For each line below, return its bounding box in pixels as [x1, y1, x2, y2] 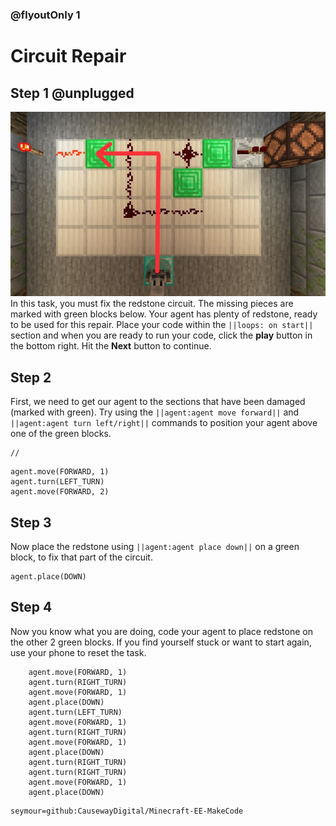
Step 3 [10, 514, 52, 531]
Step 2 [10, 369, 52, 386]
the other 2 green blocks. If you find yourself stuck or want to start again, [10, 636, 312, 648]
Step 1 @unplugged [10, 84, 135, 102]
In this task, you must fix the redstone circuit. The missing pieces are [10, 298, 294, 310]
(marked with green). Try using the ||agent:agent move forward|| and [10, 406, 300, 418]
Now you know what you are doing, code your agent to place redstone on [10, 625, 313, 637]
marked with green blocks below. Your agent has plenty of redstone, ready [10, 308, 318, 320]
